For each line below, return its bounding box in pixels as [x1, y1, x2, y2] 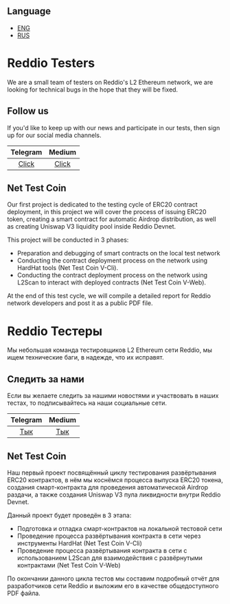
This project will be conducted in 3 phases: [7, 236, 129, 244]
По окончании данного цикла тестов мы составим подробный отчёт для [7, 574, 220, 583]
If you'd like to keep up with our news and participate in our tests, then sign [7, 123, 220, 132]
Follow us [7, 105, 49, 117]
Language [7, 6, 51, 17]
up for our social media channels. [7, 131, 102, 139]
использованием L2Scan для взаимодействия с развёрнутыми [16, 554, 203, 562]
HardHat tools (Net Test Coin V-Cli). [16, 264, 119, 272]
